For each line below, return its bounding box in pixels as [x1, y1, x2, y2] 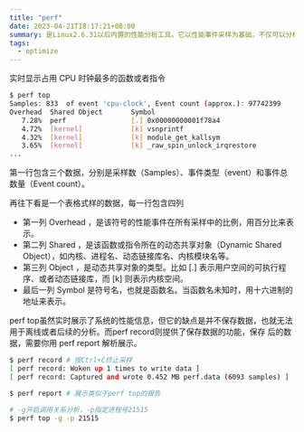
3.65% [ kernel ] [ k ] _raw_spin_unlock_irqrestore [21, 141, 257, 150]
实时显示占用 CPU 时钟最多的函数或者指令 [9, 73, 166, 84]
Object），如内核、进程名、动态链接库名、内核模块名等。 [22, 250, 234, 262]
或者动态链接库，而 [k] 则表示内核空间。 [38, 273, 188, 285]
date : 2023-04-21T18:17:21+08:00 [9, 22, 136, 31]
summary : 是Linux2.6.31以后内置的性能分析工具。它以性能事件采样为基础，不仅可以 [9, 30, 287, 39]
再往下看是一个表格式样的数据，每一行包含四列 [9, 198, 184, 209]
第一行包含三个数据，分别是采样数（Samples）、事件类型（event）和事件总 [9, 167, 289, 178]
